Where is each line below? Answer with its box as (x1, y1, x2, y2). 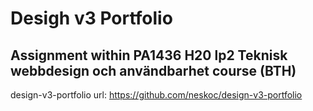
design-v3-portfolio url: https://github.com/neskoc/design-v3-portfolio (10, 89, 303, 101)
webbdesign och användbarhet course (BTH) (10, 62, 297, 79)
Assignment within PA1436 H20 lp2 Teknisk (10, 47, 288, 64)
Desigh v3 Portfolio (10, 7, 173, 30)
